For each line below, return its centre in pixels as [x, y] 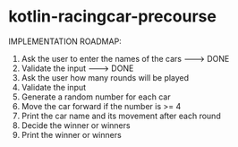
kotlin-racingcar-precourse [112, 17]
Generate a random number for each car [96, 97]
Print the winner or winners [71, 134]
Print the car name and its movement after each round [121, 116]
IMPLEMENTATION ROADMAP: [65, 41]
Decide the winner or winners [76, 125]
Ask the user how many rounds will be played [105, 77]
